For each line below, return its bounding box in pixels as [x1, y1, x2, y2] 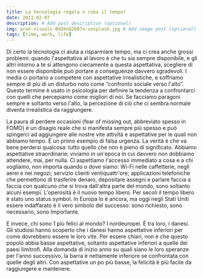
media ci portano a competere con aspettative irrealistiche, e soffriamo [6, 74, 184, 81]
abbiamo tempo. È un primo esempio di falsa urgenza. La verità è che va [6, 137, 187, 144]
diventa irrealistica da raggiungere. [6, 106, 94, 114]
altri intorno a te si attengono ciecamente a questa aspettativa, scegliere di [6, 61, 193, 69]
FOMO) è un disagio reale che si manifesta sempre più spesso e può [6, 124, 178, 132]
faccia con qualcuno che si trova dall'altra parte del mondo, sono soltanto [6, 183, 190, 190]
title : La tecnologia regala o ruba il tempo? [6, 8, 126, 15]
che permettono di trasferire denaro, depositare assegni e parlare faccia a [6, 176, 191, 183]
